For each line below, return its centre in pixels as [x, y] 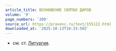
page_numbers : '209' [27, 19]
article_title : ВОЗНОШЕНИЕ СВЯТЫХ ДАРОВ [48, 10]
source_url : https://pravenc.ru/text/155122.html [59, 24]
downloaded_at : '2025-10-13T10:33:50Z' [47, 29]
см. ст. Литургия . [31, 43]
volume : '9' [18, 15]
